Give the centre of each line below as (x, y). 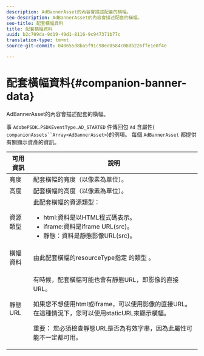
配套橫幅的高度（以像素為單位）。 (80, 191)
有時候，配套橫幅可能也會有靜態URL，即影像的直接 (106, 279)
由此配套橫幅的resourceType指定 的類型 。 (94, 258)
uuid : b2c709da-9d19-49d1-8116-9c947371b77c (63, 35)
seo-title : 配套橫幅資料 (35, 23)
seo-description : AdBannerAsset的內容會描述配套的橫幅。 (74, 18)
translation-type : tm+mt (38, 40)
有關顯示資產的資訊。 (33, 142)
